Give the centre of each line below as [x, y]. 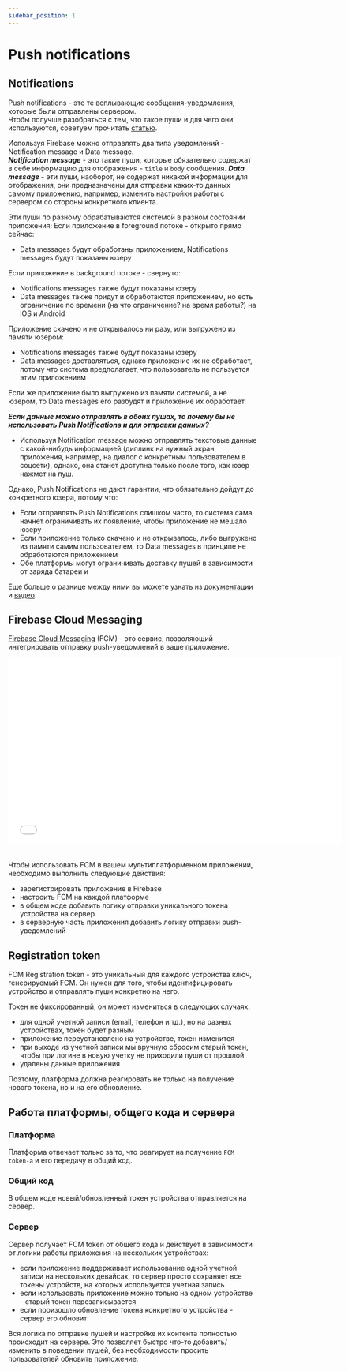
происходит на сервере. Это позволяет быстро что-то [100, 1342]
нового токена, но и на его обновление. [75, 1088]
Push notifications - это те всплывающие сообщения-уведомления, [122, 103]
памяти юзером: [36, 337]
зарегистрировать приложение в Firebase [90, 889]
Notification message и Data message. [71, 152]
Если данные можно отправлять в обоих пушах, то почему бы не [122, 416]
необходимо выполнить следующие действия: [87, 874]
